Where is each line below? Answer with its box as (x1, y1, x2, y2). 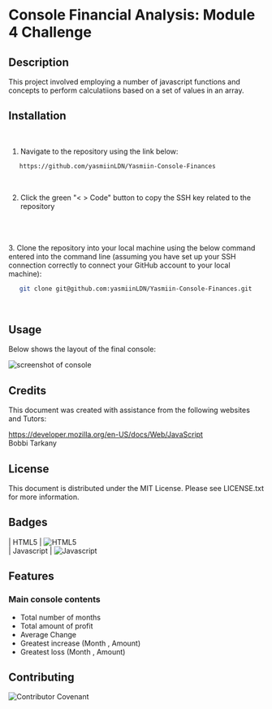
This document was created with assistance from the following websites (8, 405, 250, 415)
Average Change (19, 629, 77, 639)
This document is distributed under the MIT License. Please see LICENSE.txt (8, 484, 265, 493)
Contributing (8, 670, 75, 684)
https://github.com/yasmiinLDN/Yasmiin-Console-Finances (19, 162, 217, 170)
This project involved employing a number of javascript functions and (8, 77, 241, 86)
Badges (8, 515, 48, 529)
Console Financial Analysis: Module (8, 6, 256, 24)
